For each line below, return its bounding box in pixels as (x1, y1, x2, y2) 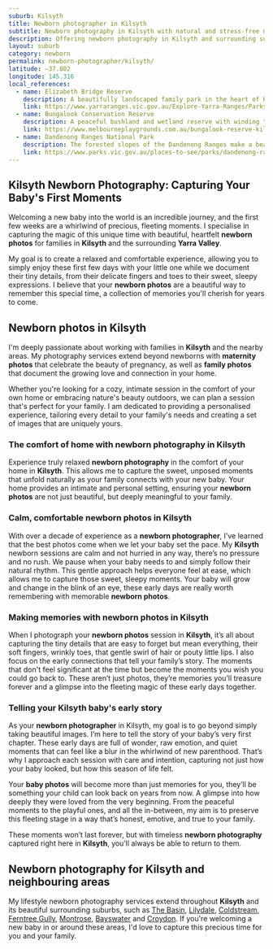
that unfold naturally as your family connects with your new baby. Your (8, 475, 245, 485)
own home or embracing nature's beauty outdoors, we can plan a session (8, 393, 255, 403)
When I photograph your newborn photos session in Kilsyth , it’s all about (8, 629, 254, 639)
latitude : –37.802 (8, 65, 71, 73)
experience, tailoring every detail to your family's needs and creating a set (8, 410, 258, 420)
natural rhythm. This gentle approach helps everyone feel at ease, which (8, 565, 252, 575)
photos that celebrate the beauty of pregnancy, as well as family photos (8, 359, 252, 369)
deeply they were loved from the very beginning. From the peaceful (8, 797, 235, 807)
